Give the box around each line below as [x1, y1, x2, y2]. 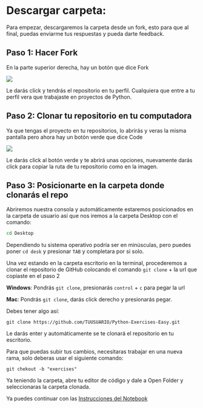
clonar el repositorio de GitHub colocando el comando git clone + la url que [6, 266, 198, 273]
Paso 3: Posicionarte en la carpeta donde [6, 180, 165, 191]
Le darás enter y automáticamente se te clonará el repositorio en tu [6, 330, 174, 337]
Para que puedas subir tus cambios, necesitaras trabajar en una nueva [6, 348, 183, 355]
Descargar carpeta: [6, 4, 107, 18]
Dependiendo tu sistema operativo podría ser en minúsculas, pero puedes [6, 242, 191, 249]
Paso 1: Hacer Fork [6, 48, 78, 58]
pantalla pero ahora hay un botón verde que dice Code [6, 133, 143, 140]
